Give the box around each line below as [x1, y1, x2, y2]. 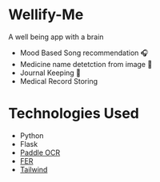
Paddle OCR [19, 148, 61, 157]
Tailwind [19, 164, 48, 174]
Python [19, 130, 44, 140]
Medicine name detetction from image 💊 [19, 59, 153, 69]
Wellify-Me [8, 6, 84, 24]
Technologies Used [8, 105, 140, 123]
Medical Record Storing [19, 76, 98, 85]
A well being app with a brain [8, 32, 104, 42]
